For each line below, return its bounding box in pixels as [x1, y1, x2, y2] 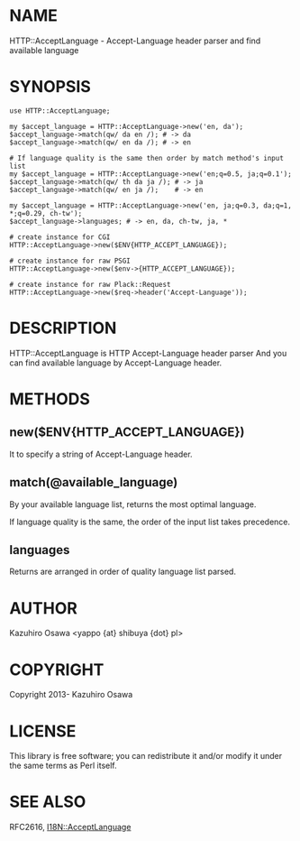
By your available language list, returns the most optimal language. [9, 498, 257, 510]
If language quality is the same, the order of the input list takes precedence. [9, 516, 291, 527]
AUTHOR [9, 597, 78, 618]
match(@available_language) [9, 475, 178, 490]
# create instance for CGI [9, 232, 111, 242]
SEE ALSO [9, 791, 86, 812]
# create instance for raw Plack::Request [9, 280, 171, 289]
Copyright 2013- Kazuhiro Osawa [9, 689, 133, 700]
